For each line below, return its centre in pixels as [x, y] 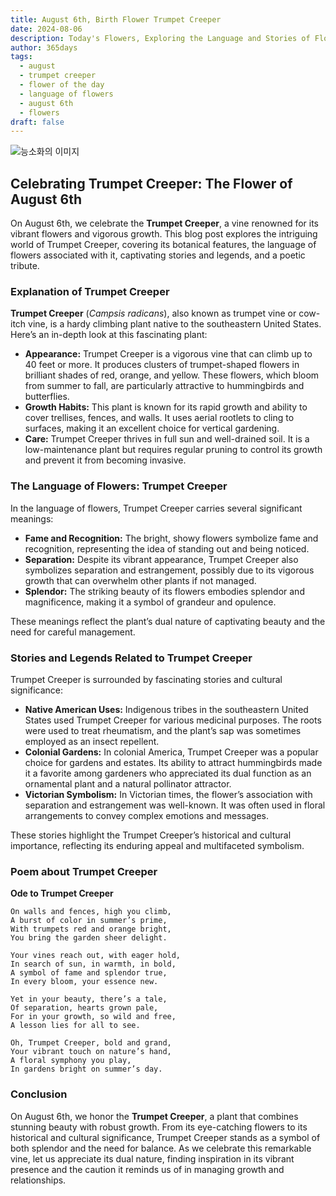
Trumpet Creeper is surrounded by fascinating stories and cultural [146, 679]
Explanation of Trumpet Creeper [90, 291]
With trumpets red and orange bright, [91, 929]
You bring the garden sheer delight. [89, 938]
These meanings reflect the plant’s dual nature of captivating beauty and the [168, 621]
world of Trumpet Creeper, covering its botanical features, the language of [163, 245]
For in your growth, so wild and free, [93, 1017]
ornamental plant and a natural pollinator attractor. [128, 783]
